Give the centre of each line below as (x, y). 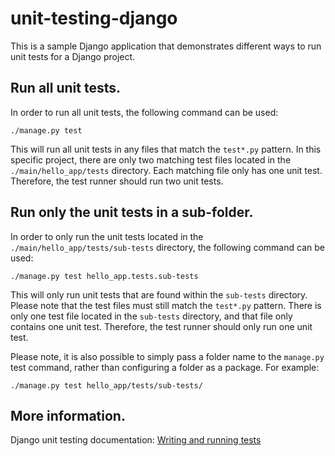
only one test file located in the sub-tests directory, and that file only (151, 316)
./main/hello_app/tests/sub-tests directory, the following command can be (167, 247)
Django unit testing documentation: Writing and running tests (136, 440)
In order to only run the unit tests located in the (107, 236)
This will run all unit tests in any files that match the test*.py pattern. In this (166, 149)
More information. (68, 415)
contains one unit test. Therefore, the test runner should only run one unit (161, 326)
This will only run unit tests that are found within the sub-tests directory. (159, 294)
